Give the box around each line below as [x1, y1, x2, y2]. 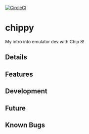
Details [5, 53, 27, 62]
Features [5, 70, 33, 78]
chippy [5, 22, 35, 33]
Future [5, 104, 26, 112]
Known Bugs [5, 121, 45, 129]
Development [5, 87, 48, 96]
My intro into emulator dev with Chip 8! [5, 38, 85, 44]
